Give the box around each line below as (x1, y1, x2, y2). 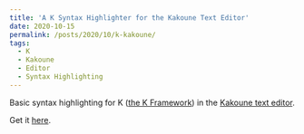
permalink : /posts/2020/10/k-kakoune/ (9, 30, 156, 39)
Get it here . (9, 114, 52, 125)
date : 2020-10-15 (9, 22, 75, 31)
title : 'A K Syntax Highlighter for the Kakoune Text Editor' (9, 13, 250, 23)
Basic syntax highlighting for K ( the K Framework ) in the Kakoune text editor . (9, 97, 295, 108)
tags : (9, 38, 30, 48)
